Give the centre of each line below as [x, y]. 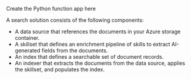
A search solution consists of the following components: [75, 20]
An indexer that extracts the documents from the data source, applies [100, 63]
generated [27, 50]
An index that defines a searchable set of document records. [89, 57]
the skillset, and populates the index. [60, 69]
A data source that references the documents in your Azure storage [98, 31]
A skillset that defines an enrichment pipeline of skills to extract [93, 44]
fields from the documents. [75, 50]
